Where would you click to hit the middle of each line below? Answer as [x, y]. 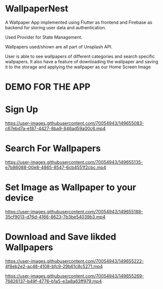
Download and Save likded [61, 237]
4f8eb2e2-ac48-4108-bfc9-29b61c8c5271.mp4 [54, 266]
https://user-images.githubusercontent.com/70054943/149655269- [75, 276]
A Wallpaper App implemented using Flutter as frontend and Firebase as [79, 22]
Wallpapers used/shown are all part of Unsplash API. [59, 47]
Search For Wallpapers [53, 148]
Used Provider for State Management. [44, 37]
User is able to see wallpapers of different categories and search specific [80, 56]
